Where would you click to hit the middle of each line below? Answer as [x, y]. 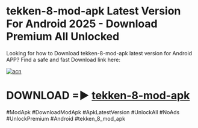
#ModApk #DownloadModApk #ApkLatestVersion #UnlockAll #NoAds [93, 112]
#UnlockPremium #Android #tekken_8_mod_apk [66, 118]
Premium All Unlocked [63, 37]
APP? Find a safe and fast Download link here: [63, 59]
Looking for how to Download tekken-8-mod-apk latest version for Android [99, 53]
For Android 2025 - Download [82, 24]
